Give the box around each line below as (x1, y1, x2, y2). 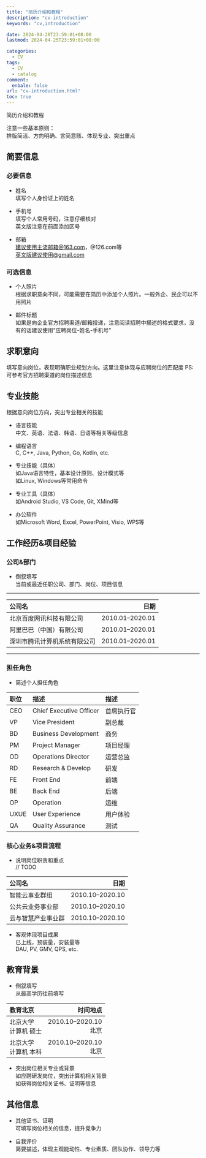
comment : (6, 77, 29, 83)
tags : (6, 59, 20, 66)
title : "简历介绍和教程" (6, 9, 63, 15)
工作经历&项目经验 (6, 538, 77, 548)
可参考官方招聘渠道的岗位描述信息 (6, 371, 93, 379)
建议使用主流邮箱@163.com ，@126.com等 (15, 243, 123, 251)
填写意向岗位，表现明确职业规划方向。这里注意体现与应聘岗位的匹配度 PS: (6, 363, 194, 371)
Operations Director (32, 752, 90, 760)
